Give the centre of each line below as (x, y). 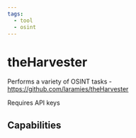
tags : (15, 14)
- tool (23, 21)
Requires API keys (34, 103)
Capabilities (34, 125)
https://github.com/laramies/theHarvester (68, 89)
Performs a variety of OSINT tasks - (59, 81)
